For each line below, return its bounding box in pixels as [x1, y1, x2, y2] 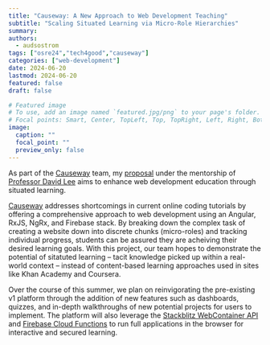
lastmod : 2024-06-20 [8, 72, 78, 80]
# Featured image [8, 101, 67, 109]
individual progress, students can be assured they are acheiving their [8, 235, 237, 244]
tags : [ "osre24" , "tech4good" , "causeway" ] [8, 49, 149, 57]
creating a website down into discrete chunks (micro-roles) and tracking [8, 226, 247, 236]
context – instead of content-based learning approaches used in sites [28, 261, 260, 270]
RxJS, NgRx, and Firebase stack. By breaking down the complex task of [8, 218, 246, 228]
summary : [8, 27, 38, 35]
